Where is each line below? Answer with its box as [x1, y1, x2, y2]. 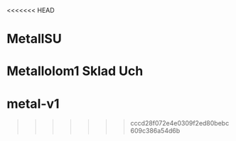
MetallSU [6, 31, 62, 47]
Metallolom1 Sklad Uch [6, 63, 144, 79]
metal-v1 [6, 96, 60, 112]
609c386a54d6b [130, 127, 181, 135]
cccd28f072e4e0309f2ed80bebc [130, 119, 230, 128]
